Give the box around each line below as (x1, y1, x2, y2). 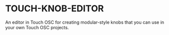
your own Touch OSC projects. (5, 24, 69, 30)
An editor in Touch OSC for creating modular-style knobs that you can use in (5, 19, 164, 25)
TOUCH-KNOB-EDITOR (5, 3, 104, 14)
